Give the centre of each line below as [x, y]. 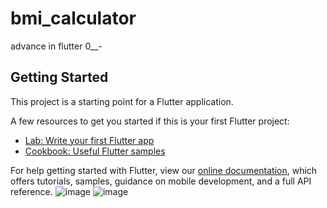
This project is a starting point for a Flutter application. [122, 101]
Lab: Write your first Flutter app [89, 140]
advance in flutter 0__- [56, 46]
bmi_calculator [73, 18]
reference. [31, 191]
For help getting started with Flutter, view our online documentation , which [164, 170]
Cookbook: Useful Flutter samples [95, 151]
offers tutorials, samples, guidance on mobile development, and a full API [161, 181]
